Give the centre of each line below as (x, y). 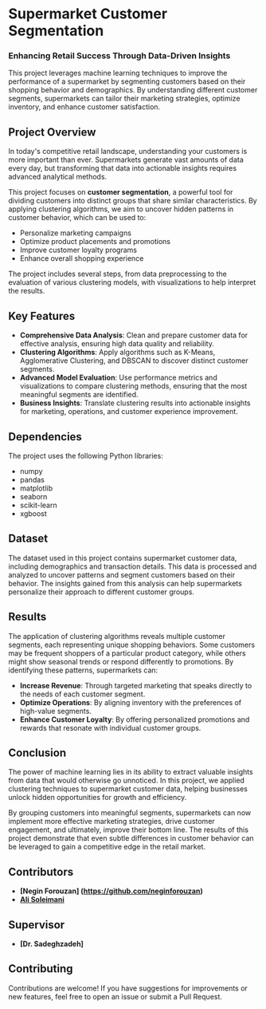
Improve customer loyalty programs (78, 250)
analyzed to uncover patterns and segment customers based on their (122, 574)
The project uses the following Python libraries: (86, 455)
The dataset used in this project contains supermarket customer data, (123, 558)
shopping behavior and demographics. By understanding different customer (133, 90)
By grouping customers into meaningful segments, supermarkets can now (130, 813)
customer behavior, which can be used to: (77, 218)
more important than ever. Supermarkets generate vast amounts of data (126, 160)
